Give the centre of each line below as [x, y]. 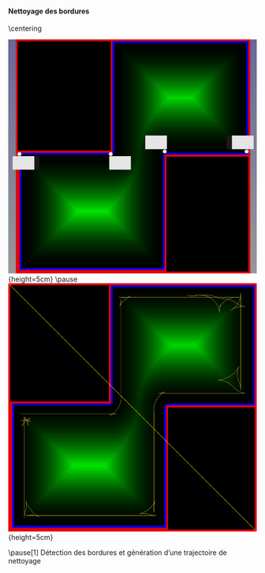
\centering [25, 28]
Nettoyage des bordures [49, 11]
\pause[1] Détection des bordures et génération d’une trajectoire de [118, 553]
